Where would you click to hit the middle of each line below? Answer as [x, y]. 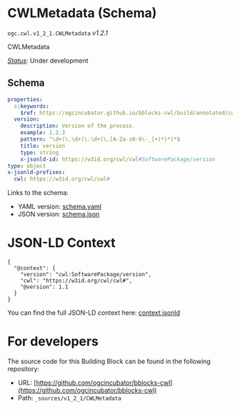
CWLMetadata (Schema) [82, 13]
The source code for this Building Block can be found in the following [109, 361]
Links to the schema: [38, 193]
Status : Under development [48, 60]
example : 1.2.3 [43, 133]
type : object [27, 166]
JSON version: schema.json [59, 214]
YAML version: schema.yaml [60, 207]
